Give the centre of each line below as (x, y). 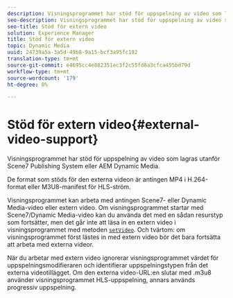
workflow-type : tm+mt (38, 71)
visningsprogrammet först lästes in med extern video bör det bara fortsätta (114, 237)
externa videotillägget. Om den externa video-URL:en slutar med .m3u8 (109, 273)
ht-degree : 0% (28, 85)
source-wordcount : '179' (43, 78)
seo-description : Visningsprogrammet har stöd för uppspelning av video (114, 20)
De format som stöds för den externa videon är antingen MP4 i (96, 179)
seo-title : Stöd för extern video (57, 26)
